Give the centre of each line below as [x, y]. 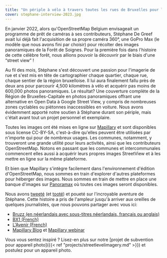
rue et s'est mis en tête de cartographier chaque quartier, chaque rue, [77, 75]
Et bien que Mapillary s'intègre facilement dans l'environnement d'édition [80, 168]
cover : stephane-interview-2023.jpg [43, 14]
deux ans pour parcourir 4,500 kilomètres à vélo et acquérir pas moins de [81, 86]
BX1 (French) [25, 219]
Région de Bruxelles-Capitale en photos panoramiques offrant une [73, 96]
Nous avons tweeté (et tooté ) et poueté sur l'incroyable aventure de [75, 194]
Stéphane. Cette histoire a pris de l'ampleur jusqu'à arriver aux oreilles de [80, 199]
